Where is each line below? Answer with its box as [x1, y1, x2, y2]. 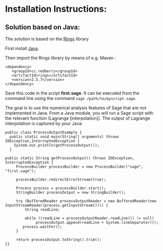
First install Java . [5, 46, 39, 51]
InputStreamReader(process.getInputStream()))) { [5, 203, 109, 208]
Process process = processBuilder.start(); [16, 186, 106, 191]
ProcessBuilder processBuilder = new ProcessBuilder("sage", [16, 164, 143, 169]
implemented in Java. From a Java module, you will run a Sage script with [5, 110, 153, 116]
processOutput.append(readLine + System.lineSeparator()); [36, 220, 159, 225]
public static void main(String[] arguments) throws [9, 134, 119, 139]
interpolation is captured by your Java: [5, 121, 83, 126]
